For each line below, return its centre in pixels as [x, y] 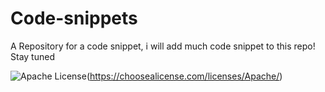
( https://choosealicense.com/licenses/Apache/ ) [184, 76]
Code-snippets [74, 18]
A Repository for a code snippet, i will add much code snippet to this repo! [163, 46]
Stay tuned [32, 56]
